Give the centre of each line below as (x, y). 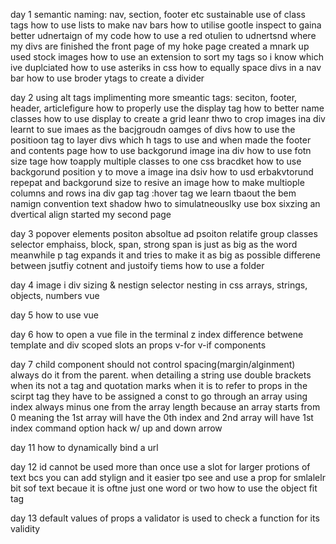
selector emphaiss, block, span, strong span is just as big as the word (154, 244)
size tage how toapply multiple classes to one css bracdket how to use (156, 161)
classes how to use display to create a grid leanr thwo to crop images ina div (168, 118)
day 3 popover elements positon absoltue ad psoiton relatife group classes (164, 233)
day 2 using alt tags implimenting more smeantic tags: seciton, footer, (154, 97)
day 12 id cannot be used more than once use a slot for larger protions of (160, 467)
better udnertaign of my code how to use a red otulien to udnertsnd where (163, 35)
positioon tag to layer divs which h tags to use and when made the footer (161, 140)
